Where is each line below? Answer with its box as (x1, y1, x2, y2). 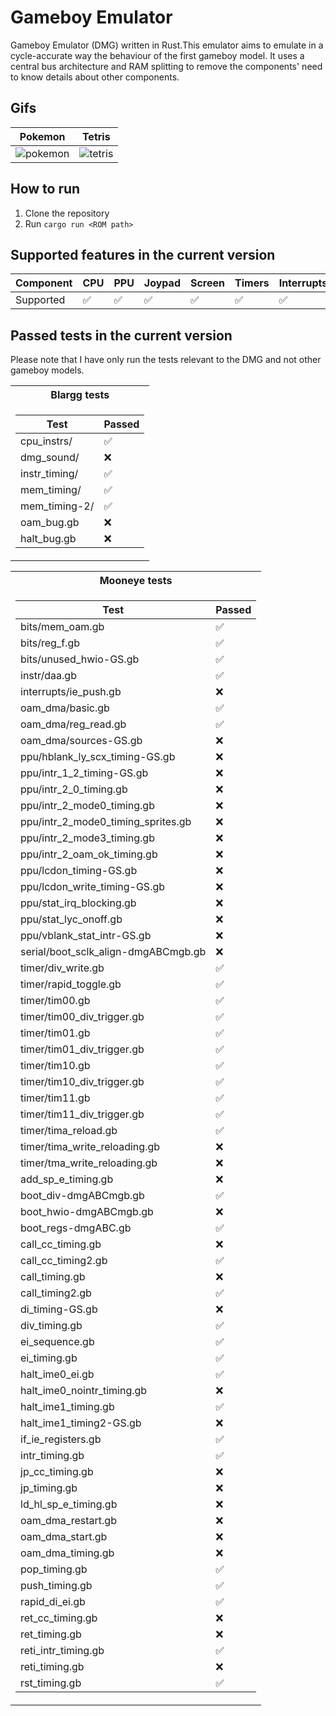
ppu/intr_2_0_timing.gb (20, 782, 128, 796)
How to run (10, 181, 81, 198)
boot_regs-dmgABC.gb (20, 1221, 132, 1235)
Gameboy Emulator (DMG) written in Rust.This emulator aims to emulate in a (10, 39, 324, 51)
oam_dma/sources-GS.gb (20, 734, 143, 748)
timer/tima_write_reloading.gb (20, 1140, 161, 1154)
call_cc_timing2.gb (20, 1254, 108, 1268)
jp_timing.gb (20, 1481, 78, 1495)
